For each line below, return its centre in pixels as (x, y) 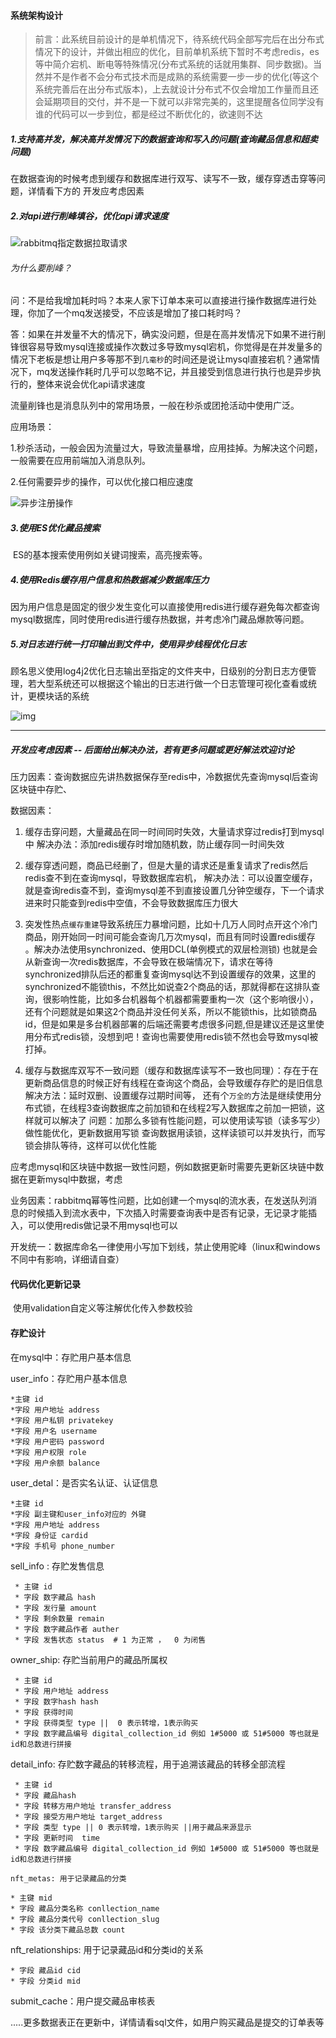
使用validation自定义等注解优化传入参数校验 (102, 1308)
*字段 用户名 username (54, 1431)
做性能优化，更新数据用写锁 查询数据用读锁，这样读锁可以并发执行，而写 (175, 1133)
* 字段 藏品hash (45, 1795)
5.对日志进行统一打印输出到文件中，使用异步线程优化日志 (128, 644)
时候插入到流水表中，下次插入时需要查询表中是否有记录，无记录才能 (167, 1213)
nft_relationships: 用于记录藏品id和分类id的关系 (107, 1949)
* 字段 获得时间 (43, 1712)
